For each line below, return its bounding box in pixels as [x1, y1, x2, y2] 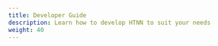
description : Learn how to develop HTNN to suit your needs [8, 19, 212, 27]
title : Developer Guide [8, 11, 87, 19]
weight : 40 [8, 26, 44, 34]
